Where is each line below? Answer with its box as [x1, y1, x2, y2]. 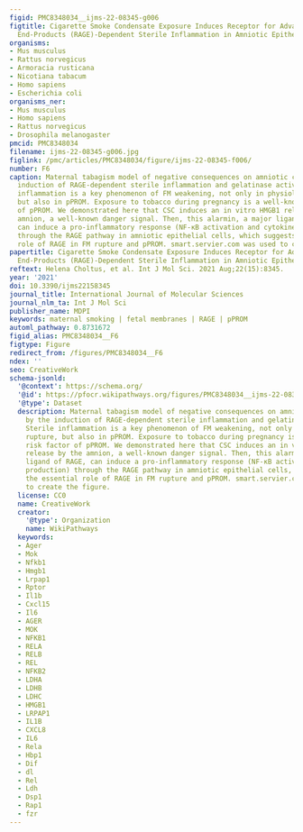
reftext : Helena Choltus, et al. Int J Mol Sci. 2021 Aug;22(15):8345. [9, 265, 284, 274]
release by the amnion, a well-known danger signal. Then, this [25, 449, 272, 458]
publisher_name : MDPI [9, 306, 91, 315]
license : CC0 [17, 490, 67, 500]
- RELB [17, 650, 42, 659]
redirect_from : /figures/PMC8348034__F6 [9, 348, 164, 357]
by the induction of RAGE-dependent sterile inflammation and [25, 416, 264, 425]
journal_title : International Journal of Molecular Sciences [9, 289, 244, 298]
